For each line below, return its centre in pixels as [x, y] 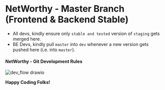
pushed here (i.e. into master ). [44, 50]
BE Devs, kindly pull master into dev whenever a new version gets [80, 44]
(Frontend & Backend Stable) [67, 19]
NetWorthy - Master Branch [65, 9]
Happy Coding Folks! [28, 82]
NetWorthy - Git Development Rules [44, 61]
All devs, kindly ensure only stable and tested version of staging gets [86, 33]
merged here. [27, 39]
